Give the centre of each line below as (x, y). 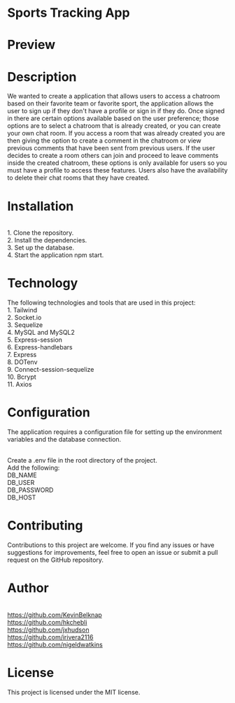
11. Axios (20, 384)
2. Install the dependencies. (47, 240)
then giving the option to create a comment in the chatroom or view (104, 140)
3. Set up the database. (41, 248)
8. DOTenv (22, 362)
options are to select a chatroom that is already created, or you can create (114, 126)
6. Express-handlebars (40, 347)
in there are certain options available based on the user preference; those (113, 118)
